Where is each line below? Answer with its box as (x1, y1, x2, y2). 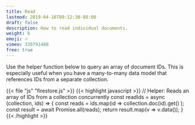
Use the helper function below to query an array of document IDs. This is (6, 63, 184, 70)
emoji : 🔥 (6, 36, 28, 42)
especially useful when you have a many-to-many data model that (6, 69, 167, 77)
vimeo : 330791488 (6, 42, 49, 48)
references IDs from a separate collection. (6, 75, 109, 83)
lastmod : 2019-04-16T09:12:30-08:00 (6, 14, 96, 20)
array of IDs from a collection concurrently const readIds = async (6, 93, 165, 100)
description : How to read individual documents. (6, 25, 128, 31)
